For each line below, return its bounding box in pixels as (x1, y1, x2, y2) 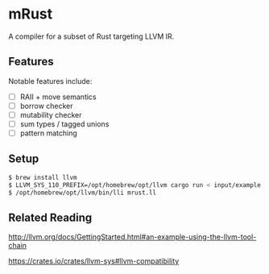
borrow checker (19, 101, 74, 110)
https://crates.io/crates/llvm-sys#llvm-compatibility (8, 256, 180, 266)
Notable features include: (8, 76, 93, 85)
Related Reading (8, 210, 93, 224)
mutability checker (19, 110, 82, 119)
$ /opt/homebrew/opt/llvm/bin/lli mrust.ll (8, 189, 157, 197)
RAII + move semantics (19, 92, 97, 102)
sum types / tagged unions (19, 118, 110, 129)
